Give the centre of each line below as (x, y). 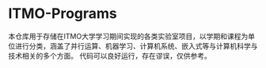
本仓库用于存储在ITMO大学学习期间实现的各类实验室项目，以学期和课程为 (128, 36)
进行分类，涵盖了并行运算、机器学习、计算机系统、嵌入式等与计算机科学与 (136, 46)
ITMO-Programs (63, 14)
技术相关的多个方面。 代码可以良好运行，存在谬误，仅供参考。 (110, 55)
